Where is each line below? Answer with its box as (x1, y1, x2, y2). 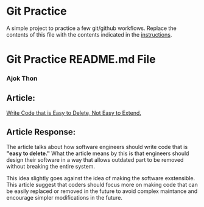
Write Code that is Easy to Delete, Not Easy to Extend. (6, 109, 142, 117)
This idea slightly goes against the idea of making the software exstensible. (6, 174, 195, 181)
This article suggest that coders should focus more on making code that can (6, 181, 198, 188)
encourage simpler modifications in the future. (6, 194, 123, 201)
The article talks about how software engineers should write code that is (6, 143, 188, 150)
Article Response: (6, 127, 76, 137)
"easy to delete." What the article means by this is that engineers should (6, 150, 189, 157)
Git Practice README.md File (6, 53, 157, 67)
